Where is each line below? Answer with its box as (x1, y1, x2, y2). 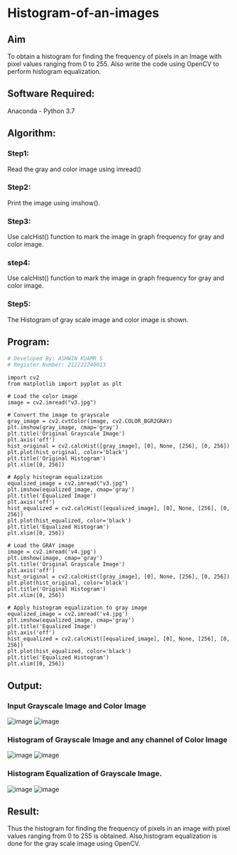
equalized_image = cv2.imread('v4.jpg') (7, 611, 129, 618)
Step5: (7, 299, 31, 309)
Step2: (7, 183, 31, 193)
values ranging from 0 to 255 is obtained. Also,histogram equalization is (7, 832, 218, 840)
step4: (7, 258, 31, 268)
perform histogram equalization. (7, 68, 101, 75)
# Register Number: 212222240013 (7, 361, 106, 369)
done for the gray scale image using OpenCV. (7, 839, 140, 848)
